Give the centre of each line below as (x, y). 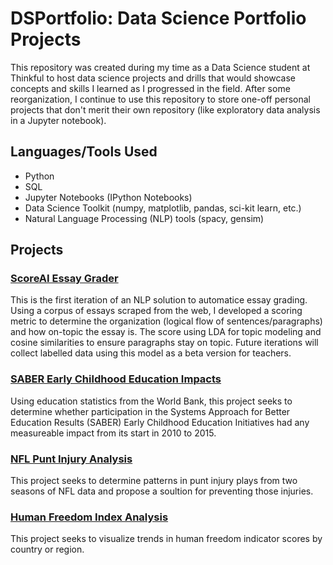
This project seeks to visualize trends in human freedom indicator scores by (166, 539)
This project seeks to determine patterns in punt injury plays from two (154, 481)
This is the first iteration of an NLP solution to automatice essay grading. (159, 300)
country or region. (47, 549)
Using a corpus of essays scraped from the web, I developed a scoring (156, 311)
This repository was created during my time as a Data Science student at (160, 67)
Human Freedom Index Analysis (89, 517)
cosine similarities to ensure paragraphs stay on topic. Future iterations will (164, 343)
